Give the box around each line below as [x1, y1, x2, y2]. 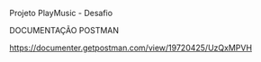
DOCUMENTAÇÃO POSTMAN [9, 25, 120, 35]
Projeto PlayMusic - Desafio [9, 8, 113, 18]
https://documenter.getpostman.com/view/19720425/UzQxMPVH [9, 42, 253, 53]
